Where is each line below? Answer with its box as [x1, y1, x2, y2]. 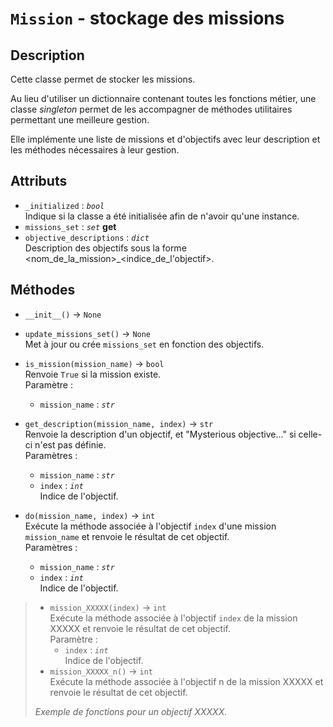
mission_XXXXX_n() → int [49, 665, 154, 677]
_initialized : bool [24, 199, 105, 211]
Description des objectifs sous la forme [24, 242, 187, 254]
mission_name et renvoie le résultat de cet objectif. [24, 530, 230, 542]
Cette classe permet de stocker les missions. [10, 73, 196, 85]
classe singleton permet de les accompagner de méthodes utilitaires [10, 103, 293, 115]
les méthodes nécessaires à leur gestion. [10, 144, 180, 156]
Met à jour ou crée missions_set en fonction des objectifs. [24, 338, 265, 350]
